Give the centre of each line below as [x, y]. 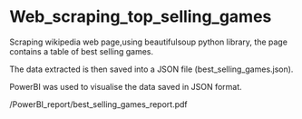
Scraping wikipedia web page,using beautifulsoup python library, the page [149, 42]
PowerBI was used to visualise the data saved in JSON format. [126, 86]
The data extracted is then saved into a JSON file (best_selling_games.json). [151, 69]
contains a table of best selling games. [82, 51]
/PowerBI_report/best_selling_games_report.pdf [98, 104]
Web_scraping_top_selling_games [141, 17]
